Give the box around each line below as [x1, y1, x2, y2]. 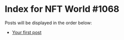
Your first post [12, 29, 42, 35]
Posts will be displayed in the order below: [5, 20, 92, 26]
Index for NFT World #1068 [5, 3, 119, 15]
